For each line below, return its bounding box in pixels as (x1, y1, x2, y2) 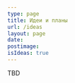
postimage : (7, 43, 40, 50)
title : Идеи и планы (7, 17, 69, 24)
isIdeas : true (7, 50, 50, 57)
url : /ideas (7, 23, 42, 30)
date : (7, 37, 23, 44)
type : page (7, 10, 40, 18)
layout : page (7, 30, 46, 37)
